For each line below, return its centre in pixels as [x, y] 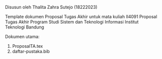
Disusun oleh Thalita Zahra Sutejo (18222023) [51, 7]
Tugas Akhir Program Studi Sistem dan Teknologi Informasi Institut [72, 22]
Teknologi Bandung [25, 27]
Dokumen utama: [23, 37]
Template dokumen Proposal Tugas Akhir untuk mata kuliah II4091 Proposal [81, 16]
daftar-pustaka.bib [31, 51]
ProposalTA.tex [27, 46]
